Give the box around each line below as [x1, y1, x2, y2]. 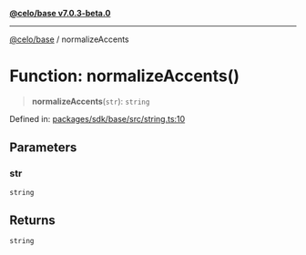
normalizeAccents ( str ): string [31, 96, 150, 107]
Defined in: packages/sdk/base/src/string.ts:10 [9, 113, 186, 124]
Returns [9, 213, 56, 229]
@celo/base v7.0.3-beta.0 [9, 8, 111, 18]
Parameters [9, 140, 77, 156]
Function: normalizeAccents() [9, 66, 240, 87]
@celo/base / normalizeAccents [9, 34, 129, 45]
